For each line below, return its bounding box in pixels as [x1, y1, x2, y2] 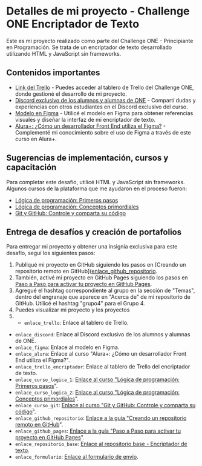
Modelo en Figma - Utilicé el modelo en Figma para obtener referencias [15, 109, 194, 116]
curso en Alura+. [15, 135, 57, 142]
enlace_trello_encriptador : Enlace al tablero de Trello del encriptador [15, 363, 191, 370]
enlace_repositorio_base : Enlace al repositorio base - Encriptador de [15, 441, 187, 448]
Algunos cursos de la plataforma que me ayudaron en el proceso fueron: [6, 185, 187, 192]
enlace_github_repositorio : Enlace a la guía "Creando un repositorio [15, 414, 187, 422]
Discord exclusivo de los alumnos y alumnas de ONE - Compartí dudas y [15, 96, 196, 104]
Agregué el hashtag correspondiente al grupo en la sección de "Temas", [15, 287, 195, 295]
